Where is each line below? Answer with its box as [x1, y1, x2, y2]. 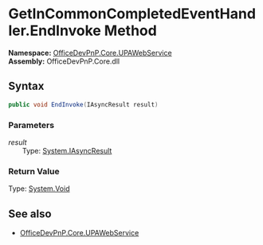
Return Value [8, 165, 60, 177]
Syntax [8, 80, 45, 93]
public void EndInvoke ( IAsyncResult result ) [8, 100, 159, 108]
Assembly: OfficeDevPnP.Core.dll [8, 56, 120, 66]
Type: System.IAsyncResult [22, 146, 112, 155]
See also [8, 207, 52, 220]
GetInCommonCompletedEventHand [8, 5, 257, 23]
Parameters [8, 119, 54, 130]
